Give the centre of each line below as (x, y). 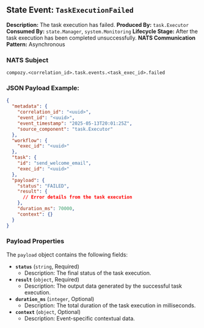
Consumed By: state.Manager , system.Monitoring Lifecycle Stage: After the (102, 31)
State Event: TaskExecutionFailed (70, 10)
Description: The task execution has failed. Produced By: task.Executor (98, 24)
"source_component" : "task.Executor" (65, 129)
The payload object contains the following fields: (67, 254)
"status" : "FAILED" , (43, 186)
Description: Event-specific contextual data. (80, 318)
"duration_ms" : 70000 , (46, 209)
